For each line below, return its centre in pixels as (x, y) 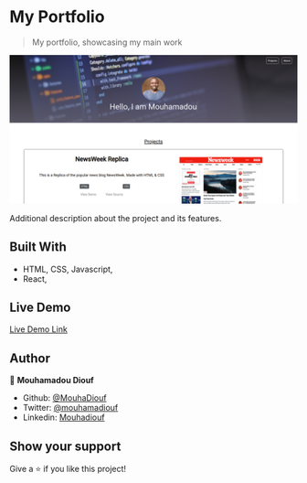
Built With (38, 247)
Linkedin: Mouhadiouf (64, 417)
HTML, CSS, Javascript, (68, 269)
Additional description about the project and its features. (116, 218)
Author (30, 358)
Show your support (65, 446)
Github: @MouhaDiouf (64, 398)
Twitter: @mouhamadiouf (70, 408)
